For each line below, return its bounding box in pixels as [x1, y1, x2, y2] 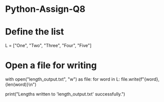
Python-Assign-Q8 [5, 3, 85, 15]
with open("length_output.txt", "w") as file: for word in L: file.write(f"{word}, [5, 76, 160, 82]
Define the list [5, 26, 64, 38]
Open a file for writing [5, 60, 97, 71]
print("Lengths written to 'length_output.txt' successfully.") [5, 91, 125, 97]
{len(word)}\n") [5, 82, 37, 88]
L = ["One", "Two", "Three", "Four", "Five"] [5, 43, 92, 49]
